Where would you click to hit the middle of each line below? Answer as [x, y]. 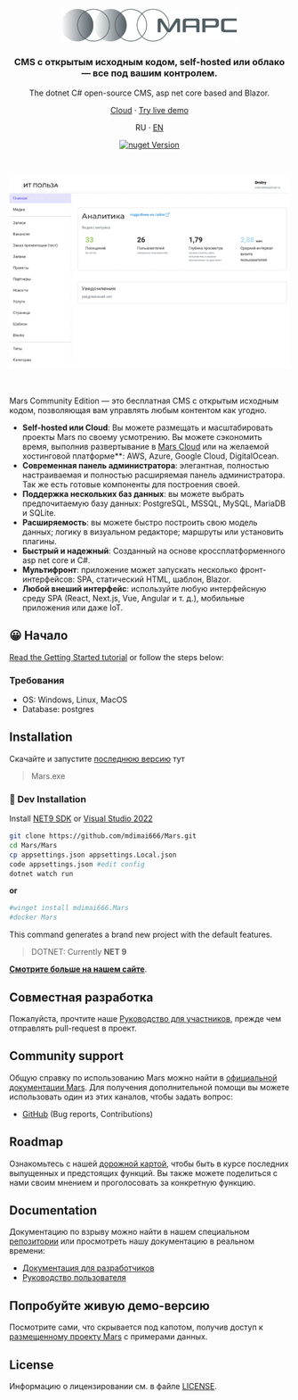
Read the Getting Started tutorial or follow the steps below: [117, 657]
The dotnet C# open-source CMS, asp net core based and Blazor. [149, 93]
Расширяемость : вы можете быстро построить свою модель [140, 522]
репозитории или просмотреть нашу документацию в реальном [132, 1241]
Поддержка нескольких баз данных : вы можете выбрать [133, 493]
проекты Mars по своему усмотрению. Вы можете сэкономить [142, 436]
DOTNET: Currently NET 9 [79, 952]
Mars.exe [48, 775]
